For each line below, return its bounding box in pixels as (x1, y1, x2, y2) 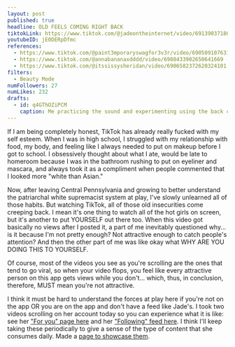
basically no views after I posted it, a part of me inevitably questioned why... (7, 222, 227, 231)
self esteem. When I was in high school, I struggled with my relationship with (7, 135, 228, 143)
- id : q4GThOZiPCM (13, 102, 68, 109)
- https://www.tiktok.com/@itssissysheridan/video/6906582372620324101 (13, 62, 227, 69)
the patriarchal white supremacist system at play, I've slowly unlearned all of (7, 193, 227, 201)
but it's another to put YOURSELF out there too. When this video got (7, 215, 203, 224)
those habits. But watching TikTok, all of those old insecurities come (7, 200, 204, 209)
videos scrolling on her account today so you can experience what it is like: (7, 309, 224, 318)
